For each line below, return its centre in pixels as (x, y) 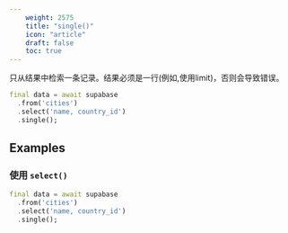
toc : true (44, 51)
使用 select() (39, 175)
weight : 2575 (50, 18)
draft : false (50, 43)
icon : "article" (56, 34)
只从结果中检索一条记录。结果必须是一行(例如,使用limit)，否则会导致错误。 (147, 78)
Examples (37, 148)
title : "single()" (60, 26)
